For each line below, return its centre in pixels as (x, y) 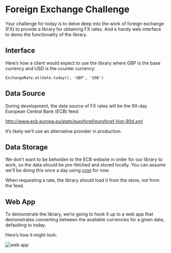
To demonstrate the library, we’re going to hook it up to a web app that (79, 214)
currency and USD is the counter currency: (51, 68)
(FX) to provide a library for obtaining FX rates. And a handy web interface (83, 29)
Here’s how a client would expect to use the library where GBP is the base (83, 63)
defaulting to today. (26, 225)
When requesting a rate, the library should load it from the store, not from (82, 180)
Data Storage (27, 147)
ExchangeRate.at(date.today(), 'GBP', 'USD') (54, 78)
